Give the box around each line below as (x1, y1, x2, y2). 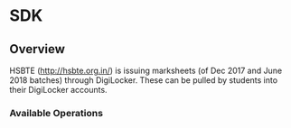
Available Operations (9, 106, 104, 119)
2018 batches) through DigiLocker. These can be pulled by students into (9, 75, 278, 86)
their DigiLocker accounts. (9, 85, 108, 95)
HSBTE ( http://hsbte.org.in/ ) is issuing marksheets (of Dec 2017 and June (9, 65, 283, 76)
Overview (9, 41, 66, 57)
